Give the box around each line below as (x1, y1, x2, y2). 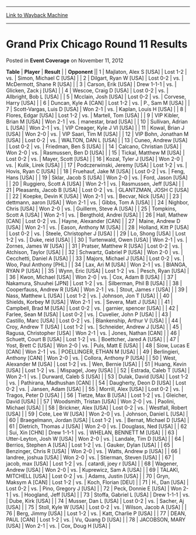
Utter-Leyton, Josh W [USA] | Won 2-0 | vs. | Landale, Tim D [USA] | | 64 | (6, 435, 185, 442)
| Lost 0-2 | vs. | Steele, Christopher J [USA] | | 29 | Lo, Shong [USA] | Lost (6, 229, 186, 237)
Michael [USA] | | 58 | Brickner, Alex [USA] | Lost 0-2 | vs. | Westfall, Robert (6, 404, 188, 411)
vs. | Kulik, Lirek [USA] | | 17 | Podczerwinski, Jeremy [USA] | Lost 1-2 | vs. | (6, 162, 188, 169)
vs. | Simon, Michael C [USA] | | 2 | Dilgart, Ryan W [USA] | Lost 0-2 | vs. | (6, 74, 184, 81)
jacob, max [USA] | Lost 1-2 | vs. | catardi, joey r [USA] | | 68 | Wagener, (6, 460, 178, 467)
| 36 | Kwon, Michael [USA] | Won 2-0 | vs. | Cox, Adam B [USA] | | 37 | (6, 273, 177, 280)
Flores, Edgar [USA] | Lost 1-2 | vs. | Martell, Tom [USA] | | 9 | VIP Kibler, (6, 112, 180, 119)
